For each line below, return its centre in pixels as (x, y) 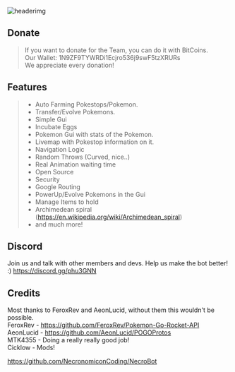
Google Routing (58, 186)
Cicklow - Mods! (31, 348)
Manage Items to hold (67, 202)
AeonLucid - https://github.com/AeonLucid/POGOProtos (89, 332)
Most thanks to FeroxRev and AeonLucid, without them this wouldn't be (111, 310)
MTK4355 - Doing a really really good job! (68, 340)
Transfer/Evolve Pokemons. (75, 112)
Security (47, 179)
